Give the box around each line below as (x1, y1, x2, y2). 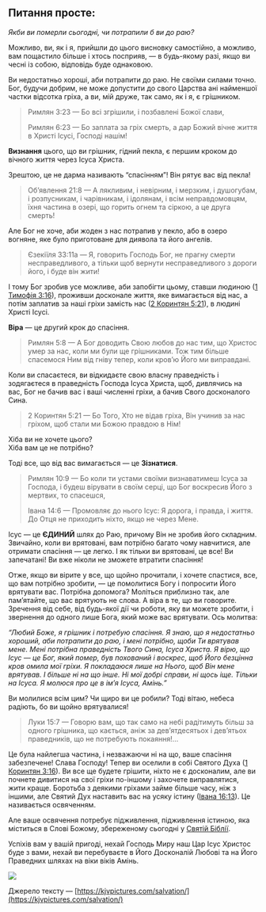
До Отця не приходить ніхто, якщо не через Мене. (27, 514, 199, 524)
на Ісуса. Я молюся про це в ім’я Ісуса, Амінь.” (8, 677, 168, 688)
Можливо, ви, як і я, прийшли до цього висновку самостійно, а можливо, (8, 43, 256, 52)
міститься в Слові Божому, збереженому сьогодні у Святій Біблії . (8, 823, 231, 833)
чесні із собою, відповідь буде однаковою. (8, 59, 153, 69)
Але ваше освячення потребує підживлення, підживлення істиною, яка (8, 815, 250, 825)
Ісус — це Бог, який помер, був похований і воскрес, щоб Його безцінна (8, 653, 253, 662)
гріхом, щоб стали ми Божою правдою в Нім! (27, 419, 181, 429)
